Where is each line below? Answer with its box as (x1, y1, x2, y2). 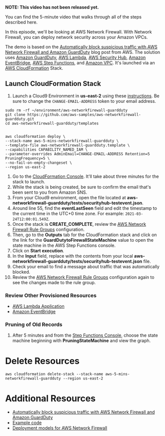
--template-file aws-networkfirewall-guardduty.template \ (5, 142, 130, 148)
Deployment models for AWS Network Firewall (12, 425, 108, 431)
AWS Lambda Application (12, 303, 65, 309)
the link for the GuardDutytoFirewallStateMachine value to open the (12, 237, 154, 243)
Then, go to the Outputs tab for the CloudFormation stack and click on (12, 232, 157, 238)
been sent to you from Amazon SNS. (12, 189, 87, 195)
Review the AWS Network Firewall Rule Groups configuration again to (12, 274, 155, 280)
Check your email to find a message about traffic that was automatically (12, 263, 160, 269)
